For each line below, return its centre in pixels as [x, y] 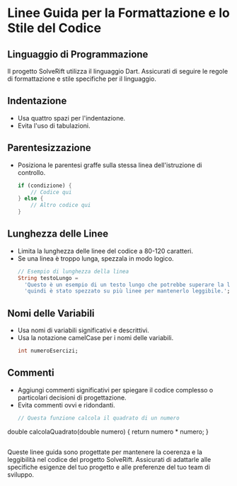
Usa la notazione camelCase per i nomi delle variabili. [96, 338]
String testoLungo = [48, 278]
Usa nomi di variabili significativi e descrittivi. [83, 330]
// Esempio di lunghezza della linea [73, 271]
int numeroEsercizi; [48, 351]
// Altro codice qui [61, 205]
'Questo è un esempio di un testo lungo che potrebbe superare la [124, 285]
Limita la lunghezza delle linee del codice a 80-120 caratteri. [105, 251]
